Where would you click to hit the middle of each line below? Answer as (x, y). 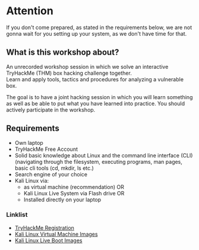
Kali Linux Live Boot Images (48, 240)
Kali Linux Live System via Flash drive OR (74, 193)
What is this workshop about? (63, 53)
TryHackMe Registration (44, 227)
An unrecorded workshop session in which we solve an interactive (87, 67)
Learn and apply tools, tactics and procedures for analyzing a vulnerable (95, 79)
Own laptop (29, 143)
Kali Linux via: (32, 181)
